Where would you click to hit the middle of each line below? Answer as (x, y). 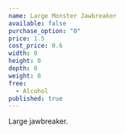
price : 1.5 (27, 38)
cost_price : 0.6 (35, 46)
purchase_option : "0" (45, 31)
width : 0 (23, 53)
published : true (35, 98)
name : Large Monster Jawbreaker (62, 16)
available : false (37, 23)
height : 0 (25, 61)
